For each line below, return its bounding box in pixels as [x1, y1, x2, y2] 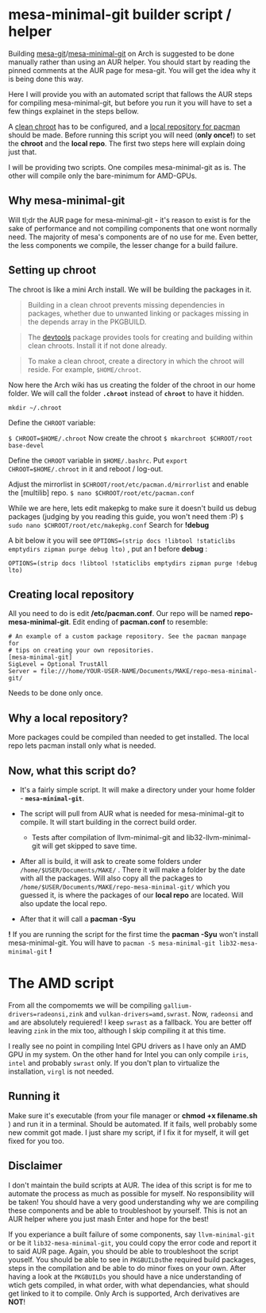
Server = [8, 668, 37, 676]
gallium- [163, 1001, 193, 1010]
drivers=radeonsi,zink [8, 1010, 83, 1018]
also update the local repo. [19, 899, 107, 908]
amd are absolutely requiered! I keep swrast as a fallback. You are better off [8, 1017, 253, 1027]
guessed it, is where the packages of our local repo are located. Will [19, 890, 244, 900]
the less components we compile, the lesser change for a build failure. [8, 240, 238, 250]
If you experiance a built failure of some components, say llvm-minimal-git [8, 1230, 256, 1239]
